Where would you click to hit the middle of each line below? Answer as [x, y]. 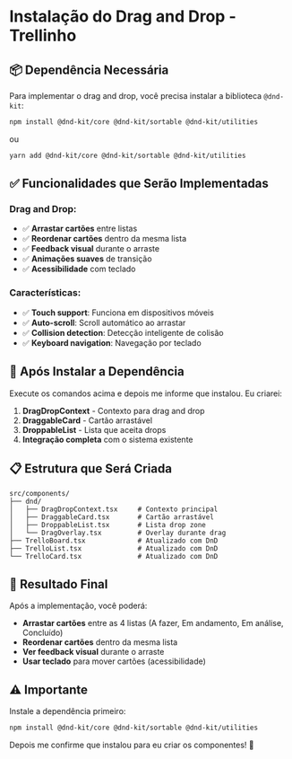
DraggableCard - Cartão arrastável [87, 420]
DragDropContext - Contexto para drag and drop [113, 410]
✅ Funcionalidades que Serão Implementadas [139, 184]
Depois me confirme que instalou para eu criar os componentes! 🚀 [132, 745]
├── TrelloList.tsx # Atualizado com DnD [114, 549]
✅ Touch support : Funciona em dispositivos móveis [118, 313]
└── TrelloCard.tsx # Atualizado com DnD [114, 557]
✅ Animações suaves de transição [87, 259]
